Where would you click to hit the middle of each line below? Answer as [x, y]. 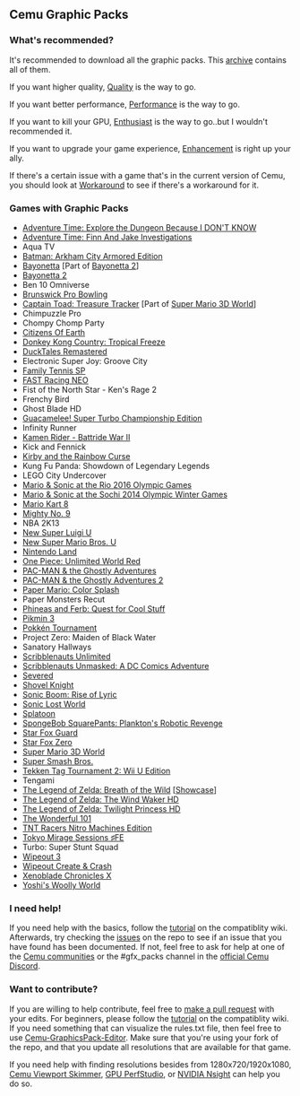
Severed [38, 675]
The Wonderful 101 [57, 818]
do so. [21, 1083]
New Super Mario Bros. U [69, 542]
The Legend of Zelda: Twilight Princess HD [101, 809]
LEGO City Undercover [64, 475]
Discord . [25, 966]
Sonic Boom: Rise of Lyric [69, 694]
